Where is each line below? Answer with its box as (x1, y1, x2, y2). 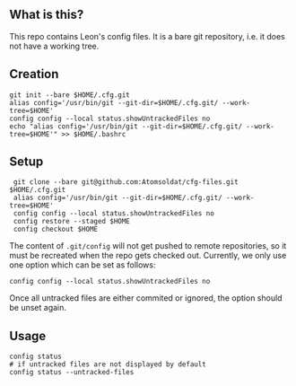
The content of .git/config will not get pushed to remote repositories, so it (9, 241, 287, 251)
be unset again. (9, 303, 67, 313)
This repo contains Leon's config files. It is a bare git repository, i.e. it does (9, 31, 285, 41)
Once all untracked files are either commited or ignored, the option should (9, 293, 283, 303)
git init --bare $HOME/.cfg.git (9, 90, 130, 100)
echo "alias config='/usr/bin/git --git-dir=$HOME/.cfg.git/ (9, 121, 243, 131)
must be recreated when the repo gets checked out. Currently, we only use (9, 250, 287, 261)
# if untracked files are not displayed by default (9, 360, 206, 369)
